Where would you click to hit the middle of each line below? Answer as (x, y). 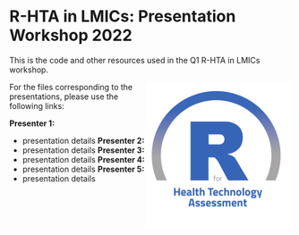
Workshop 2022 (71, 35)
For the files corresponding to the (71, 87)
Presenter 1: (32, 123)
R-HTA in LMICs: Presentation (123, 17)
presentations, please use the (64, 97)
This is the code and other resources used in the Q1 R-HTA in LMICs (135, 60)
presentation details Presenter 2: (83, 140)
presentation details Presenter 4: (84, 159)
